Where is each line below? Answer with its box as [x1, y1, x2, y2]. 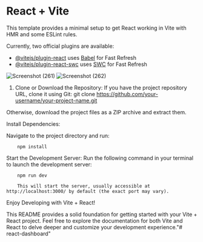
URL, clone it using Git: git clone [15, 90, 96, 97]
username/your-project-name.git [15, 97, 98, 104]
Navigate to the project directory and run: [6, 132, 110, 139]
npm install [17, 143, 47, 149]
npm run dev [17, 172, 47, 178]
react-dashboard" [6, 230, 52, 237]
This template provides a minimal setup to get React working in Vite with [6, 24, 187, 31]
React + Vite [6, 4, 70, 18]
